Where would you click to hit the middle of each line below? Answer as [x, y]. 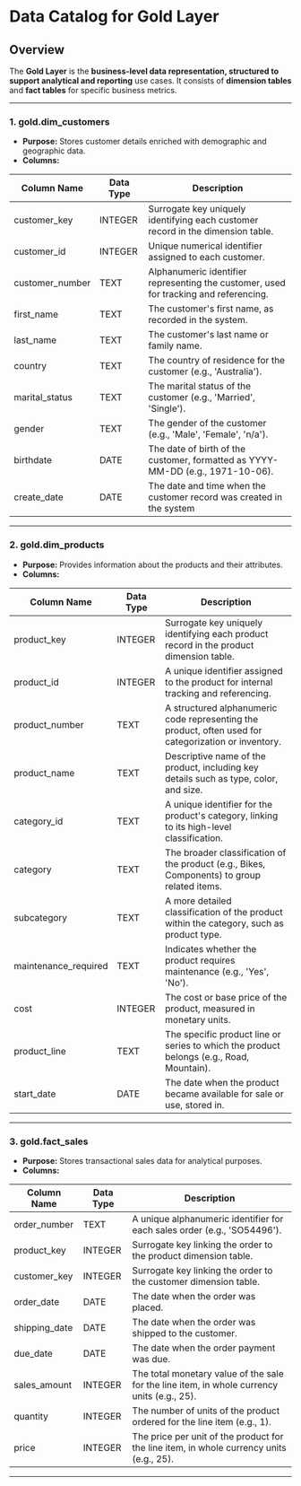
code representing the [212, 719]
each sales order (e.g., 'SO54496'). [207, 1229]
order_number [44, 1224]
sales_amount [43, 1385]
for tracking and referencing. [208, 294]
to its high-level [198, 826]
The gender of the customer [207, 424]
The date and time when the [207, 486]
